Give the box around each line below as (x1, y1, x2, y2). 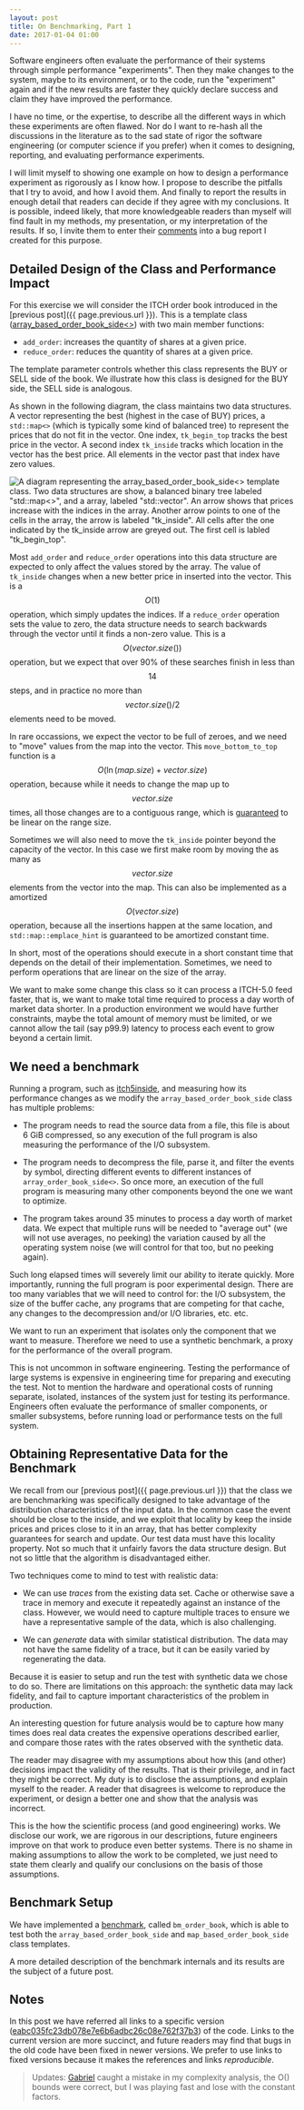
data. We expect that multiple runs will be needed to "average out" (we (22, 1223, 288, 1233)
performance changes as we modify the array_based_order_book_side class (9, 1093, 293, 1104)
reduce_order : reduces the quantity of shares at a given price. (22, 346, 254, 357)
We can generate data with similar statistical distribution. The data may (22, 1634, 289, 1645)
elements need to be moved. (9, 714, 116, 725)
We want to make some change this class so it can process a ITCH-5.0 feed (9, 985, 293, 996)
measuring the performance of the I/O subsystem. (22, 1139, 211, 1150)
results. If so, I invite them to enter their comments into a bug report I (9, 225, 267, 236)
